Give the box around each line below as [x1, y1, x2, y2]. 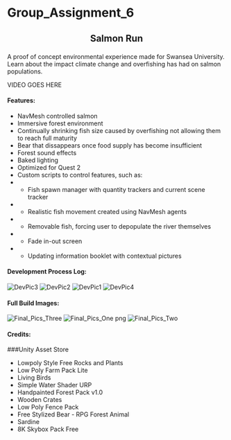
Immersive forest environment [17, 119, 103, 127]
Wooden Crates [17, 396, 62, 404]
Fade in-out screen [27, 237, 83, 245]
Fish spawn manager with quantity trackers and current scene [27, 185, 206, 193]
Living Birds [17, 373, 51, 382]
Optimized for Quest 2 [17, 163, 81, 171]
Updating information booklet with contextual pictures [27, 252, 182, 260]
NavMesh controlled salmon [17, 112, 99, 120]
